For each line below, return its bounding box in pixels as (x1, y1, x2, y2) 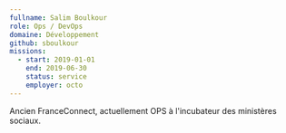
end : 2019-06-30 (25, 64, 88, 73)
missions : (9, 47, 47, 56)
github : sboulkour (9, 38, 79, 48)
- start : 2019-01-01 (17, 55, 95, 64)
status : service (25, 72, 88, 81)
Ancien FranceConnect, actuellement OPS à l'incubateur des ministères (9, 105, 277, 116)
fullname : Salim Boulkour (9, 13, 107, 23)
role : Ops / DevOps (9, 22, 84, 31)
